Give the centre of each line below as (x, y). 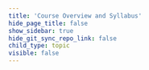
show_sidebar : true (41, 31)
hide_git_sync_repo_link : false (62, 38)
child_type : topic (39, 46)
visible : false (34, 53)
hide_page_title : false (48, 23)
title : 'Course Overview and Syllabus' (75, 16)
